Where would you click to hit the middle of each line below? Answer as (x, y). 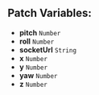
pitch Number (40, 32)
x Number (33, 58)
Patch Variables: (49, 13)
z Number (33, 84)
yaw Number (38, 75)
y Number (33, 67)
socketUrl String (48, 50)
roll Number (37, 41)
